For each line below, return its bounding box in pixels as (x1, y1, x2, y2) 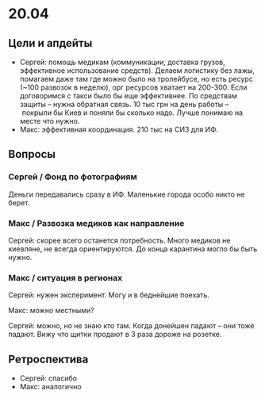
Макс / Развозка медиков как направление (8, 217, 185, 228)
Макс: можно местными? (8, 306, 94, 316)
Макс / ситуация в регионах (8, 272, 123, 283)
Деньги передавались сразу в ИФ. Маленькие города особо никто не (8, 189, 246, 199)
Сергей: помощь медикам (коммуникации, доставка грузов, (19, 57, 226, 67)
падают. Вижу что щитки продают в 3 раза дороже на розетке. (8, 330, 222, 339)
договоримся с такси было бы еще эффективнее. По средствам (19, 91, 238, 100)
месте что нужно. (19, 117, 80, 125)
